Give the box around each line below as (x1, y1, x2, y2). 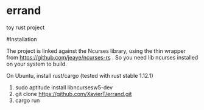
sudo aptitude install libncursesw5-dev (15, 83, 113, 91)
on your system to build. (6, 60, 67, 67)
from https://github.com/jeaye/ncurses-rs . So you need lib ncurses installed (6, 53, 199, 61)
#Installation (6, 35, 38, 43)
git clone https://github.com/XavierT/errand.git (15, 90, 132, 97)
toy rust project (6, 24, 44, 31)
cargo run (15, 97, 40, 104)
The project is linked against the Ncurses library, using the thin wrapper (6, 47, 186, 55)
